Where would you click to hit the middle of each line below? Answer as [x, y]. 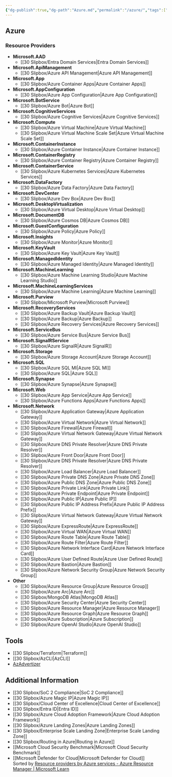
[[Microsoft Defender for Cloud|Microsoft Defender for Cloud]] [79, 758]
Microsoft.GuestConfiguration [46, 226]
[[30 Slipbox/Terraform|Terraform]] [50, 653]
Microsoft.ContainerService [43, 166]
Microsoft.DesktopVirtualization [48, 204]
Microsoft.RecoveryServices [44, 308]
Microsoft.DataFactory [37, 182]
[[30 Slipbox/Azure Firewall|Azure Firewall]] [66, 428]
